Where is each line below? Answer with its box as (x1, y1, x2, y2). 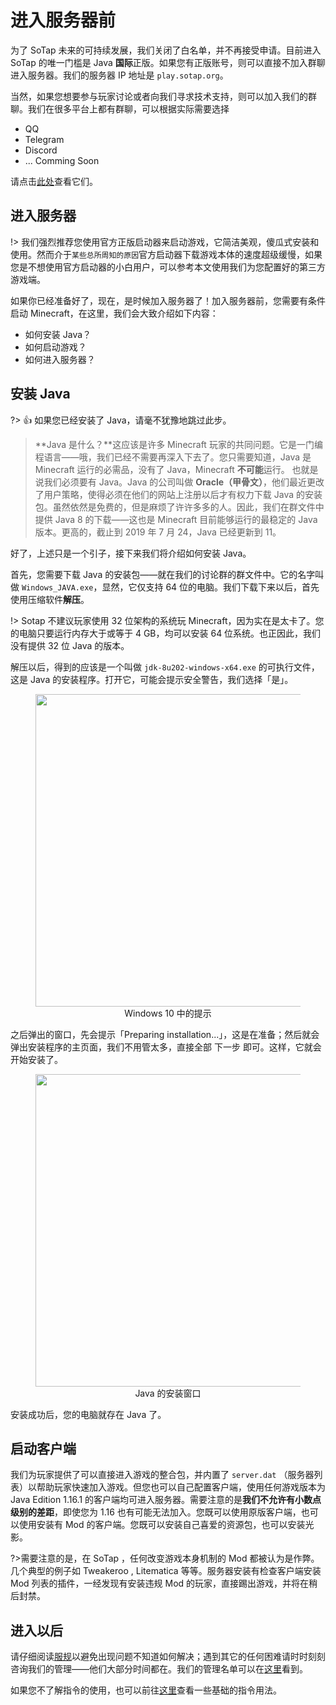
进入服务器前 (10, 9, 117, 32)
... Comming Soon (24, 154, 100, 166)
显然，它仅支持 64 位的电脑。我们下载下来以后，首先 (101, 581, 320, 593)
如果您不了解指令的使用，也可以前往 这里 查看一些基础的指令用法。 (10, 1684, 282, 1696)
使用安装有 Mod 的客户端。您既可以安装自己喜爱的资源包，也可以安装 (18, 1519, 306, 1531)
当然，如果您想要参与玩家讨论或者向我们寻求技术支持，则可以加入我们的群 (10, 90, 317, 102)
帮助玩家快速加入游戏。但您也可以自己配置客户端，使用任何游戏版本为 (36, 1481, 326, 1493)
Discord (24, 144, 58, 156)
